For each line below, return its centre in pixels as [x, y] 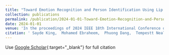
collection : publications [32, 14]
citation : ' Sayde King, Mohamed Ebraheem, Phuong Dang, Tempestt [80, 33]
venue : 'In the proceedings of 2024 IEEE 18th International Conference [83, 28]
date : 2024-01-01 [23, 24]
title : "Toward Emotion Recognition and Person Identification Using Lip [84, 10]
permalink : [17, 19]
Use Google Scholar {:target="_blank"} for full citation [60, 47]
